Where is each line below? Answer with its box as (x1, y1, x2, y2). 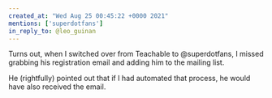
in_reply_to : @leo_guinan (8, 27, 96, 35)
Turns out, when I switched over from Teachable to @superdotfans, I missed (8, 49, 264, 59)
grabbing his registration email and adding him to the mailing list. (8, 58, 225, 67)
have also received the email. (8, 82, 106, 92)
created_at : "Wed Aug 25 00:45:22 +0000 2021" (8, 11, 169, 20)
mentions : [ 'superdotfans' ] (8, 19, 104, 28)
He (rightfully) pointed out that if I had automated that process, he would (8, 74, 251, 83)
